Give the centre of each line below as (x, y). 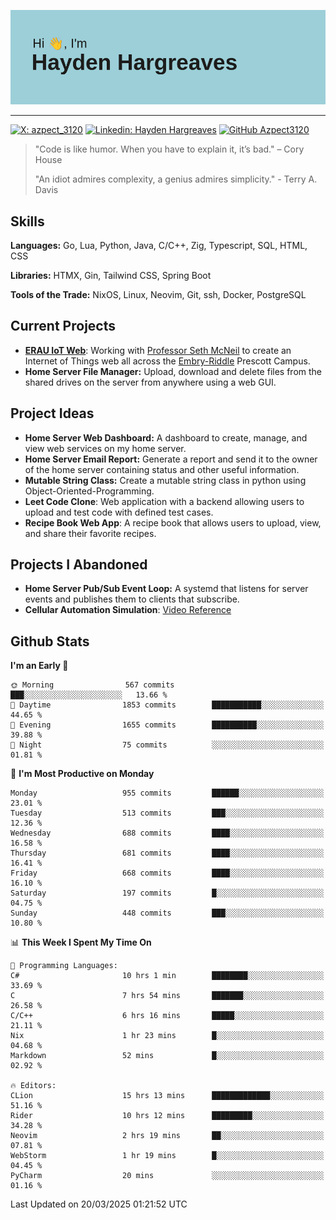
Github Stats (50, 641)
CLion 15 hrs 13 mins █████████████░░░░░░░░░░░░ (167, 1096)
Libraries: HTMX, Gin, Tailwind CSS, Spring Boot (111, 275)
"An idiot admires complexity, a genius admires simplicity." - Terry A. (176, 179)
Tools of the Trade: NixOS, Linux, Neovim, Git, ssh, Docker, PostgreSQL (158, 294)
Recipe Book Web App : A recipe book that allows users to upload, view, (173, 522)
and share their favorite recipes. (90, 533)
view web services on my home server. (105, 448)
